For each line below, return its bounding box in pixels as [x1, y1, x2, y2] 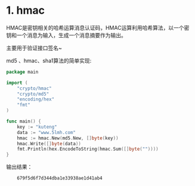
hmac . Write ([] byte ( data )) [17, 141, 82, 147]
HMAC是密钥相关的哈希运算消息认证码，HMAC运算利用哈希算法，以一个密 [6, 24, 190, 31]
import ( [6, 80, 28, 86]
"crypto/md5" [17, 91, 49, 97]
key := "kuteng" [17, 124, 58, 130]
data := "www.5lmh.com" [17, 129, 76, 135]
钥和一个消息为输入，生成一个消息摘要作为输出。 [6, 31, 126, 39]
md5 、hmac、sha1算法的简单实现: [6, 57, 92, 64]
